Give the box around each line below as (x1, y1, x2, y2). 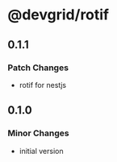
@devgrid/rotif (7, 6, 110, 24)
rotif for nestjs (19, 80, 67, 89)
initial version (19, 146, 64, 156)
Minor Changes (7, 127, 69, 139)
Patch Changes (7, 62, 69, 73)
